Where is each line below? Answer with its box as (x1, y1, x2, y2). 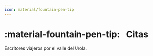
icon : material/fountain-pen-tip (4, 7, 74, 12)
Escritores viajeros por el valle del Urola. (4, 45, 87, 51)
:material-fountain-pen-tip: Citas (4, 28, 149, 40)
